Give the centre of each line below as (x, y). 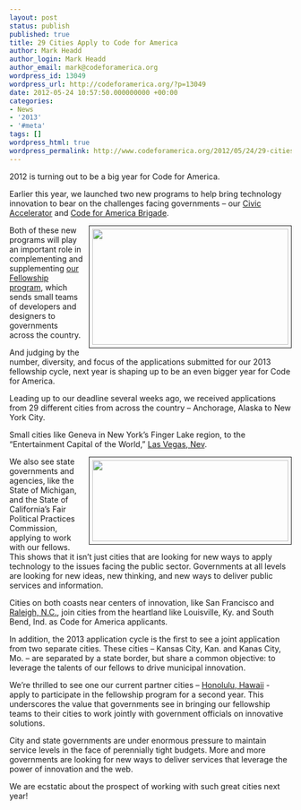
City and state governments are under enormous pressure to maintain (138, 740)
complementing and (46, 259)
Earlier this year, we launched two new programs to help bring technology (146, 194)
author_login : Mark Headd (57, 59)
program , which (39, 287)
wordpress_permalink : (50, 151)
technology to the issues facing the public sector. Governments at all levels (148, 566)
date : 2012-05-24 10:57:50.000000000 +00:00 (94, 92)
